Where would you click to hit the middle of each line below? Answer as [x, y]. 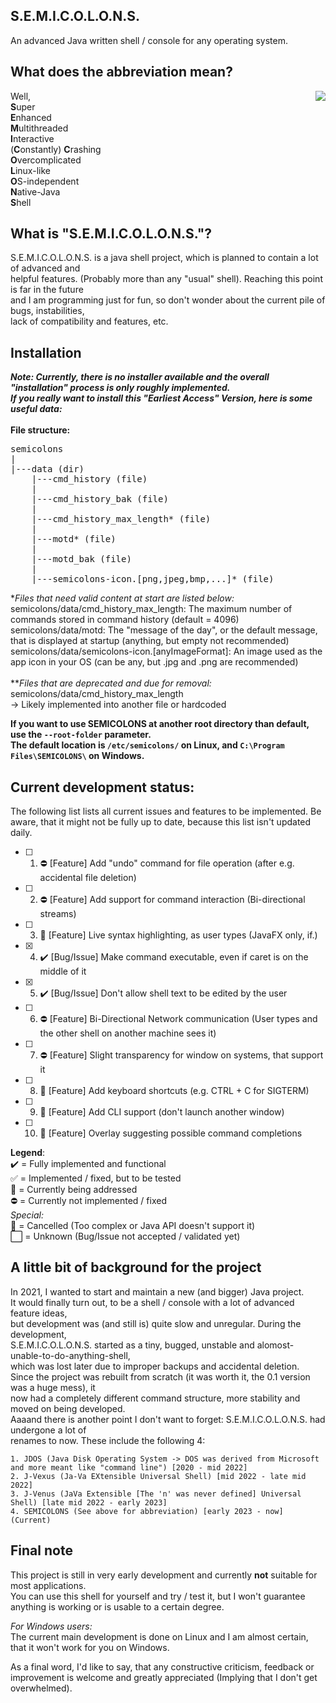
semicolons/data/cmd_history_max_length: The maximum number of [151, 609]
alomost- [275, 1345]
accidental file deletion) [88, 878]
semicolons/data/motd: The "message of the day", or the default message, [164, 630]
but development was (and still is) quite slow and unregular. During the [156, 1323]
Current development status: [102, 787]
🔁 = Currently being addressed [74, 1190]
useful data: [36, 409]
